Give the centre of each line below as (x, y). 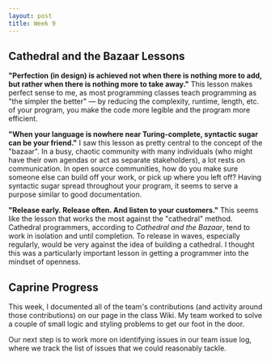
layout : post (30, 16)
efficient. (23, 119)
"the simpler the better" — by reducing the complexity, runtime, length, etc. (134, 101)
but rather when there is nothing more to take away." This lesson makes (131, 84)
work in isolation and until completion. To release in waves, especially (124, 236)
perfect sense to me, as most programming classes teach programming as (133, 93)
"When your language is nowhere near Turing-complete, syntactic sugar (133, 134)
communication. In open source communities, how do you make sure (123, 169)
